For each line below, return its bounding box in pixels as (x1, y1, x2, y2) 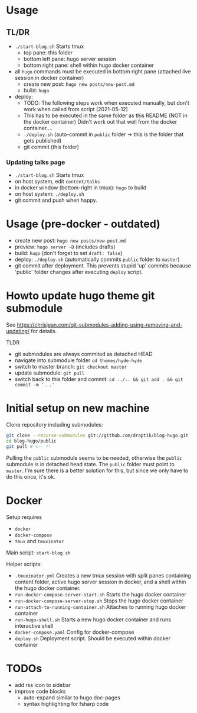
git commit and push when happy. (14, 196, 97, 204)
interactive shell (14, 622, 54, 629)
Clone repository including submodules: (6, 421, 103, 428)
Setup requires (6, 513, 42, 521)
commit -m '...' (14, 382, 55, 388)
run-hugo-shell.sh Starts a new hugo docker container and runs (14, 616, 171, 623)
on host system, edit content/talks (14, 178, 100, 185)
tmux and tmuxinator (14, 537, 64, 544)
